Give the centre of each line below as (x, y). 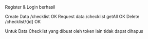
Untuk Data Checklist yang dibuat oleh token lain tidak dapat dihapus (74, 31)
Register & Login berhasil (30, 7)
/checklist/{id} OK (23, 22)
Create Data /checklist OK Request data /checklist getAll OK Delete (72, 16)
